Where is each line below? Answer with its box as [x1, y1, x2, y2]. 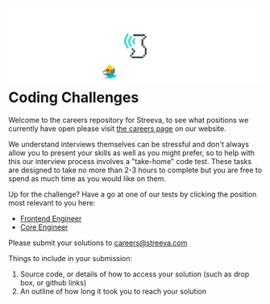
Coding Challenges [8, 88, 139, 107]
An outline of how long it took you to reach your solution [19, 286, 207, 296]
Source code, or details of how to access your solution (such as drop [19, 269, 250, 279]
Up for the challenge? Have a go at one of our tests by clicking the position [8, 189, 257, 199]
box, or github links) [19, 277, 87, 287]
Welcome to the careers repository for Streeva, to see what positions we [8, 115, 249, 125]
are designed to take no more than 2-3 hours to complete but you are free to [8, 165, 263, 175]
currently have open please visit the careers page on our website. [8, 124, 227, 133]
